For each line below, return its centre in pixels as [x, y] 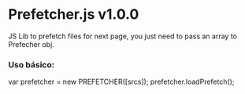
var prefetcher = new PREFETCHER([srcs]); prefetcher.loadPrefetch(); [121, 82]
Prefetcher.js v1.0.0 [74, 14]
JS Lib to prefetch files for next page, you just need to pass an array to [123, 36]
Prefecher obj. [32, 44]
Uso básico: [32, 64]
